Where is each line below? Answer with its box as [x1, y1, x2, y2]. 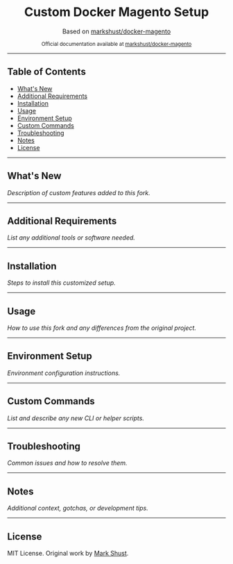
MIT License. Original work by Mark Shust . [7, 549, 129, 558]
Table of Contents [7, 66, 87, 78]
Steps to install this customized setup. [7, 279, 116, 287]
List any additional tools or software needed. [7, 233, 135, 242]
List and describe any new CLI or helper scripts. [7, 414, 144, 422]
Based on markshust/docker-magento [62, 27, 171, 35]
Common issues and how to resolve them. [7, 459, 128, 467]
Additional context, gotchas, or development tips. [7, 504, 148, 513]
